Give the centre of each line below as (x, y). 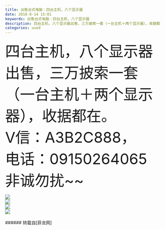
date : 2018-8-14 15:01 (28, 14)
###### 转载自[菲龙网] (29, 223)
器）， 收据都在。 (61, 116)
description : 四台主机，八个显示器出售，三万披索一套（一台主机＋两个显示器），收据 (81, 23)
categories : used (23, 28)
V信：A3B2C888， (71, 137)
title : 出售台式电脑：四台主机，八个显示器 (44, 10)
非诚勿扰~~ (45, 181)
